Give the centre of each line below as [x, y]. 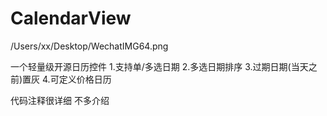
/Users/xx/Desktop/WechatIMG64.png [89, 46]
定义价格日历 [85, 79]
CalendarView [71, 18]
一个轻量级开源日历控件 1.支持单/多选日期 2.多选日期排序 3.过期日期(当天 [159, 66]
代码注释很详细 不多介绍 [60, 100]
